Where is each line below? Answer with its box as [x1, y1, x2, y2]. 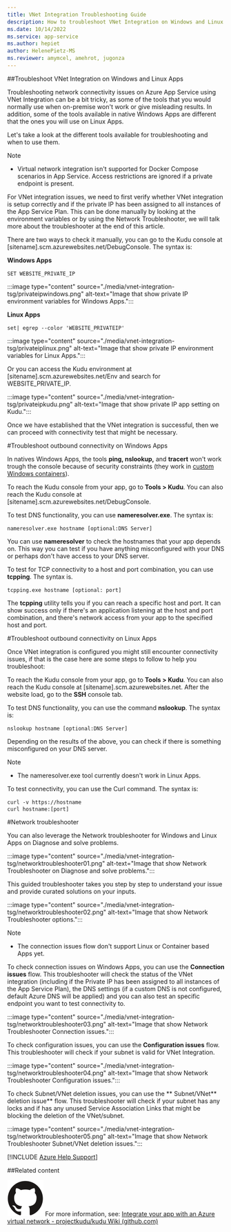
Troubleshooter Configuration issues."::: [7, 1076, 121, 1084]
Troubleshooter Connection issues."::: [7, 1027, 114, 1035]
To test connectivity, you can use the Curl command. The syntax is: [7, 784, 199, 793]
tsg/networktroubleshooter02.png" [7, 908, 107, 916]
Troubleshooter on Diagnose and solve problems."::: [7, 866, 155, 875]
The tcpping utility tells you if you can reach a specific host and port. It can [7, 599, 221, 607]
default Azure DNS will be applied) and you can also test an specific [7, 992, 200, 1000]
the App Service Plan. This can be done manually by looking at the [7, 207, 197, 215]
